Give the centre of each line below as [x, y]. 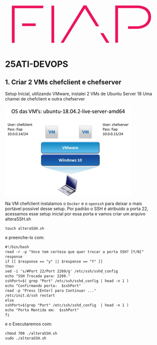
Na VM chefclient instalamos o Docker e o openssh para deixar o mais [73, 204]
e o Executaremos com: [29, 324]
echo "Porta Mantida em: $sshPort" [42, 310]
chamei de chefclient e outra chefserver [45, 99]
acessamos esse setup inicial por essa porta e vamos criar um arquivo [75, 214]
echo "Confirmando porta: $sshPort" [43, 286]
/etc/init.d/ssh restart [30, 296]
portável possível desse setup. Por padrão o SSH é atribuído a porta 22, [77, 209]
